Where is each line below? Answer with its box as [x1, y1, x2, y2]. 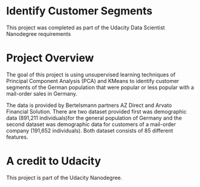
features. [6, 133, 29, 140]
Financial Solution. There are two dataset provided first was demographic [6, 108, 187, 115]
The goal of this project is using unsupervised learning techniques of [6, 70, 176, 78]
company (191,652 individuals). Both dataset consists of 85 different [6, 127, 173, 134]
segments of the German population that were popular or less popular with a [6, 84, 194, 91]
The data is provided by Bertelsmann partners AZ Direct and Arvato [6, 102, 172, 109]
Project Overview [6, 51, 94, 65]
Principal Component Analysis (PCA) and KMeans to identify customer [6, 77, 180, 84]
